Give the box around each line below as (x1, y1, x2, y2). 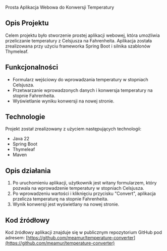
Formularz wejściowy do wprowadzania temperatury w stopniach (12, 76, 149, 82)
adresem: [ (5, 235, 28, 241)
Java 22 (12, 136, 30, 142)
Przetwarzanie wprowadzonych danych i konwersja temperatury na (12, 87, 153, 93)
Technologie (5, 113, 45, 121)
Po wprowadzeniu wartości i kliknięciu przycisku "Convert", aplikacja (12, 190, 156, 196)
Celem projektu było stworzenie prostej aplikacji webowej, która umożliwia (5, 32, 160, 38)
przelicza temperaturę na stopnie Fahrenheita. (12, 196, 108, 202)
